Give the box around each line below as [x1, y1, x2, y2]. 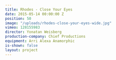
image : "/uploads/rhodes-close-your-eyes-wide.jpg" [5, 20, 112, 26]
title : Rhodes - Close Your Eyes [5, 7, 73, 12]
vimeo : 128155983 [5, 25, 40, 30]
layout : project [5, 47, 38, 52]
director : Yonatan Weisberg [5, 30, 62, 34]
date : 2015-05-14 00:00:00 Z [5, 12, 64, 16]
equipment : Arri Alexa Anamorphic [5, 39, 75, 44]
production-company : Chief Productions [5, 34, 86, 39]
